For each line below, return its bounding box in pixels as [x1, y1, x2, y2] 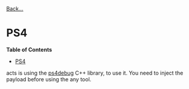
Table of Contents [6, 46, 53, 53]
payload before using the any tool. [6, 75, 92, 83]
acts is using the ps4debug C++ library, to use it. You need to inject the [6, 69, 184, 76]
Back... [6, 5, 24, 12]
